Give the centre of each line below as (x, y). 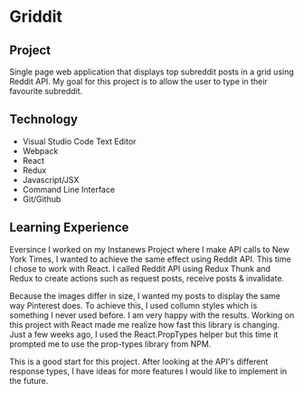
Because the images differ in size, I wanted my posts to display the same (145, 295)
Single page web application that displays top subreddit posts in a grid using (151, 72)
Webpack (40, 150)
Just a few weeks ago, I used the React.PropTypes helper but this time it (144, 334)
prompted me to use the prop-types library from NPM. (110, 344)
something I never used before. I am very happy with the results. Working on (152, 315)
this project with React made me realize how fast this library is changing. (145, 324)
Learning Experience (69, 228)
